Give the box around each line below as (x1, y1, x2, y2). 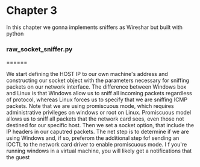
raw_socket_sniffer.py (6, 45, 73, 53)
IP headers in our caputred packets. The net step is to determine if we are (6, 128, 190, 136)
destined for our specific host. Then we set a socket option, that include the (6, 122, 195, 129)
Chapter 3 (6, 4, 57, 17)
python (6, 30, 24, 37)
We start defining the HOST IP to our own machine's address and (6, 71, 169, 78)
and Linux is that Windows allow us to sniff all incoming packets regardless (6, 90, 192, 97)
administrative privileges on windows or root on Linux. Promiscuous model (6, 109, 192, 116)
